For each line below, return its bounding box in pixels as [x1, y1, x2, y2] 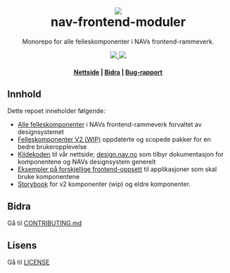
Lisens [7, 239, 37, 251]
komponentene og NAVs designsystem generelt [17, 158, 156, 166]
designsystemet [17, 128, 65, 136]
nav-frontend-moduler [50, 14, 186, 30]
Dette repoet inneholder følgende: [7, 107, 106, 115]
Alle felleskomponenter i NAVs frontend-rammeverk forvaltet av [17, 120, 202, 129]
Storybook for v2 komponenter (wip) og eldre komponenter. [17, 180, 191, 189]
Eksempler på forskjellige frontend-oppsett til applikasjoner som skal [17, 165, 217, 173]
